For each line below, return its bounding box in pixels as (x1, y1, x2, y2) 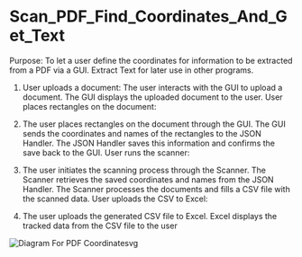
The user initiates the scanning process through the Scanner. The (22, 164, 266, 175)
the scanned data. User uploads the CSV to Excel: (22, 193, 208, 204)
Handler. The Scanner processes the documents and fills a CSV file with (22, 183, 290, 194)
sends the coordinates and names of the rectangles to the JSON (22, 128, 261, 138)
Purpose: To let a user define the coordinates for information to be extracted (9, 55, 293, 66)
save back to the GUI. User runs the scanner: (22, 146, 190, 158)
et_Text (9, 25, 66, 46)
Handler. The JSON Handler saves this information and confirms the (22, 137, 275, 148)
